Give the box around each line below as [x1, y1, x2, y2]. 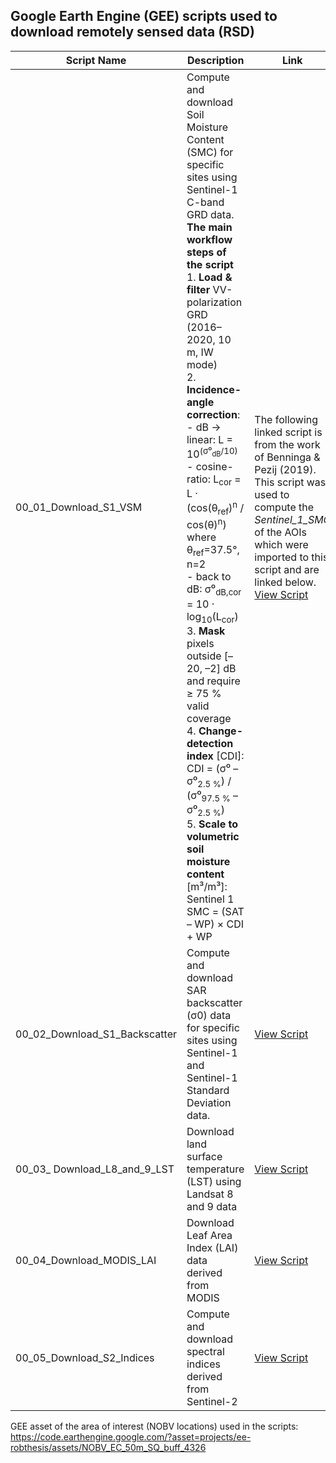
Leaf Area [186, 1229, 233, 1243]
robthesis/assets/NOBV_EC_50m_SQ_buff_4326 [10, 1442, 207, 1454]
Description [186, 53, 245, 67]
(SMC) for [186, 145, 234, 159]
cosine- [195, 460, 234, 474]
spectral [186, 1345, 225, 1359]
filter [186, 282, 211, 296]
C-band [186, 195, 225, 209]
